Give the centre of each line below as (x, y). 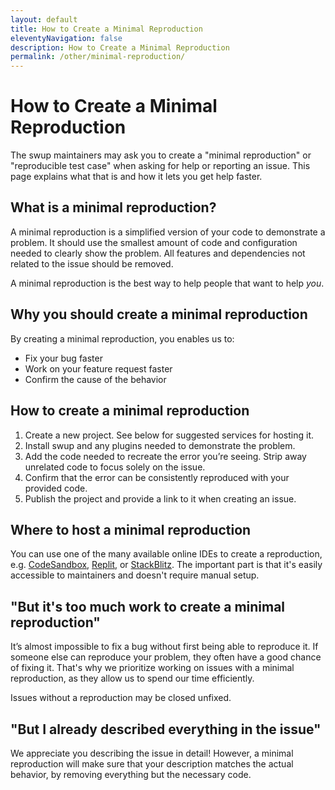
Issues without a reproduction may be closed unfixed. (121, 698)
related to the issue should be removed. (92, 263)
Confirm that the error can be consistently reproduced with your (157, 477)
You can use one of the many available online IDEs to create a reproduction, (166, 554)
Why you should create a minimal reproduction (159, 314)
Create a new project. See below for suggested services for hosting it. (169, 435)
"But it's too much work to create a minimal (148, 606)
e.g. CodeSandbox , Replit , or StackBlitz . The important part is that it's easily (166, 565)
